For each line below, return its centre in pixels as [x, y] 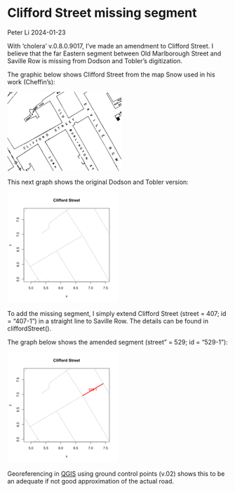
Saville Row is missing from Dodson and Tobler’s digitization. [95, 60]
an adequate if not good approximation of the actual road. [90, 481]
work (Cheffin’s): [31, 81]
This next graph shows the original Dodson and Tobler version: [98, 182]
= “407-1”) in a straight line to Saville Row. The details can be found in [108, 321]
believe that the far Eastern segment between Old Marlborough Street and [114, 53]
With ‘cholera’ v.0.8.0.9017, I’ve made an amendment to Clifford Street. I [110, 46]
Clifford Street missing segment [102, 13]
